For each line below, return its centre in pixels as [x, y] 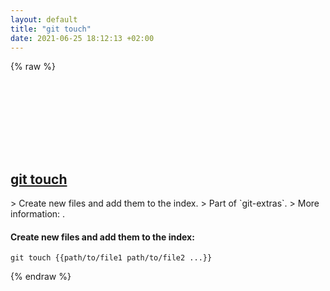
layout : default [44, 19]
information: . [38, 214]
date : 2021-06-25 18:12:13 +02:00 [82, 38]
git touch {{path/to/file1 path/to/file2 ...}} [111, 258]
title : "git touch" [51, 29]
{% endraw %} [41, 277]
